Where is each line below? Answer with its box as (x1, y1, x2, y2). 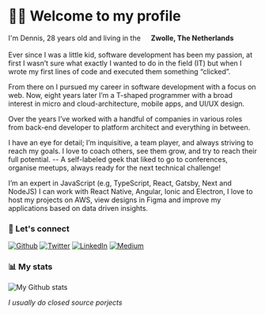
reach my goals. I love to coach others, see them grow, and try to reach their (8, 146, 257, 156)
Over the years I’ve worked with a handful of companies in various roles (8, 114, 243, 123)
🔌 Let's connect (8, 223, 70, 234)
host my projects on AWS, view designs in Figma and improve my (8, 195, 221, 204)
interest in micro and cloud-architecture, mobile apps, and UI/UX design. (8, 99, 245, 108)
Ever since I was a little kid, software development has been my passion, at (8, 50, 253, 59)
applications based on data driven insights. (8, 203, 149, 212)
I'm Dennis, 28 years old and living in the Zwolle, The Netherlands (8, 33, 234, 43)
